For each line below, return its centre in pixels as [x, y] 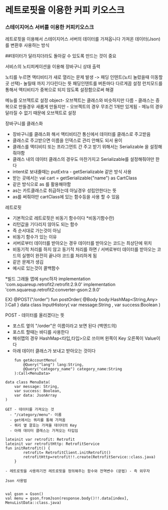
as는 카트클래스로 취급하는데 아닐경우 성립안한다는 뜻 [64, 190]
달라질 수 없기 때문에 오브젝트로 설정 [41, 113]
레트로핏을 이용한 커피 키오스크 [65, 10]
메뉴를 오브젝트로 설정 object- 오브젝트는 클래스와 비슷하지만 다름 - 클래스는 [80, 100]
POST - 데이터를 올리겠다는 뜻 [35, 315]
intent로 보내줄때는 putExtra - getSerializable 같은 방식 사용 [72, 172]
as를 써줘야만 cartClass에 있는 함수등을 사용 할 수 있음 [66, 197]
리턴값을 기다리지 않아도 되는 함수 [45, 224]
